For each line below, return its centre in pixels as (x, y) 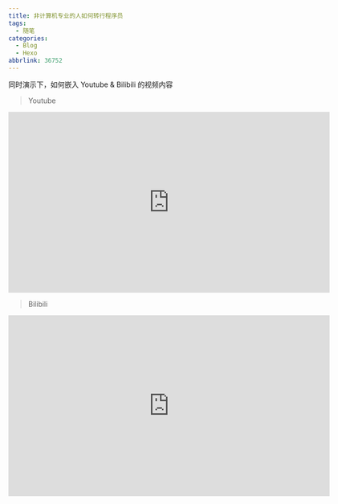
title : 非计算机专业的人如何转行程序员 (66, 16)
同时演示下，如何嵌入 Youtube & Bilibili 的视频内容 (91, 84)
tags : (17, 23)
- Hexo (26, 53)
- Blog (26, 46)
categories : (28, 38)
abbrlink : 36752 (35, 61)
